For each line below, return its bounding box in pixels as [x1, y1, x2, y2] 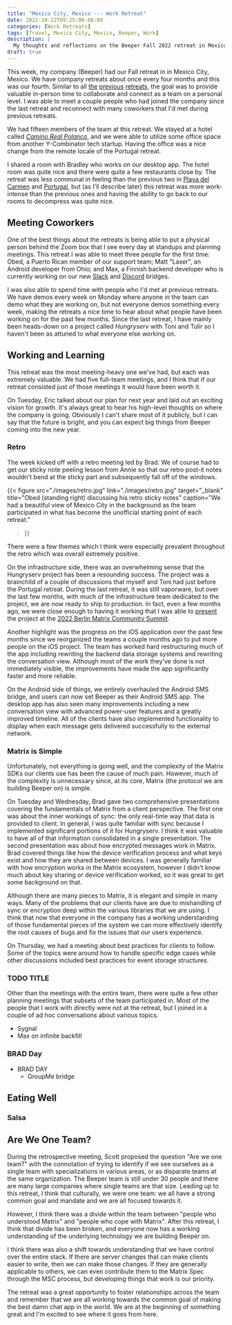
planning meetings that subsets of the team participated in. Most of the [7, 996, 209, 1005]
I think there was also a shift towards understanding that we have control [7, 1245, 214, 1253]
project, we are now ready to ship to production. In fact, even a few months [7, 599, 221, 608]
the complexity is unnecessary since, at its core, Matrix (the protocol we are [7, 777, 223, 785]
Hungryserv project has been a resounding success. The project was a [7, 570, 209, 579]
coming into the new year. [7, 425, 81, 434]
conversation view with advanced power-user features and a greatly [7, 707, 202, 715]
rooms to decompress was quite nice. [7, 197, 115, 205]
